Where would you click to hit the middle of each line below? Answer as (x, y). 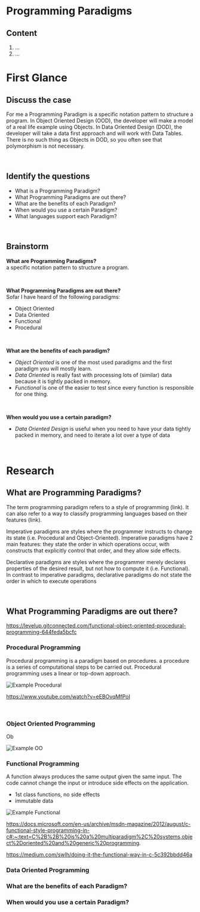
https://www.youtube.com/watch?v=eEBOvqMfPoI (68, 696)
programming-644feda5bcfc (41, 632)
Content (22, 33)
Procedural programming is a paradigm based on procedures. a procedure (98, 660)
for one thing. (32, 394)
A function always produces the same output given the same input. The (94, 777)
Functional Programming (43, 763)
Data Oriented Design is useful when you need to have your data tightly (103, 429)
